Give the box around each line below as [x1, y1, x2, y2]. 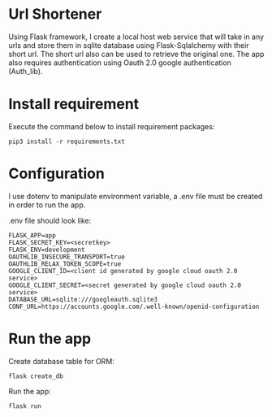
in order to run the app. [8, 200, 86, 210]
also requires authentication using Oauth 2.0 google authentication [8, 58, 231, 67]
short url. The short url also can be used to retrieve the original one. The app [8, 49, 265, 59]
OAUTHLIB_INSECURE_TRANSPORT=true [8, 253, 126, 261]
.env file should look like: [8, 215, 92, 225]
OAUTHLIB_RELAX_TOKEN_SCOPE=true [8, 259, 122, 268]
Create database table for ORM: [8, 356, 115, 366]
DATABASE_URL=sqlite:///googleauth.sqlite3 [8, 295, 158, 303]
